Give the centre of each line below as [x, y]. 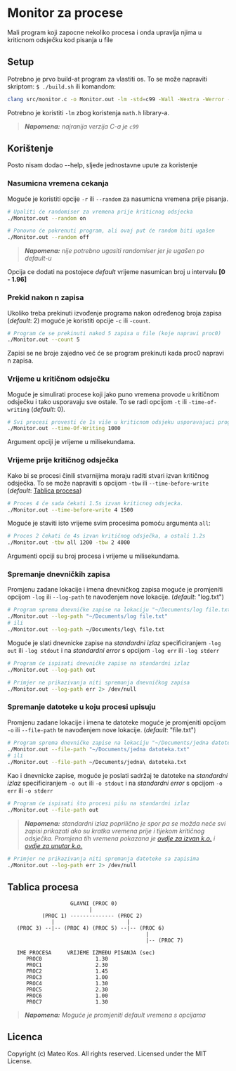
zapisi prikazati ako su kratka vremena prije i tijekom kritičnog [114, 831]
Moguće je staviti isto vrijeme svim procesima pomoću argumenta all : [109, 523]
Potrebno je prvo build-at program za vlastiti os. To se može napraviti [107, 79]
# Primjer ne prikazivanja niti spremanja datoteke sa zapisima [103, 859]
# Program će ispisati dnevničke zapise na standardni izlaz [99, 663]
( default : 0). [48, 409]
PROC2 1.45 [67, 971]
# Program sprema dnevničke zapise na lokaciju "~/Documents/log [105, 610]
